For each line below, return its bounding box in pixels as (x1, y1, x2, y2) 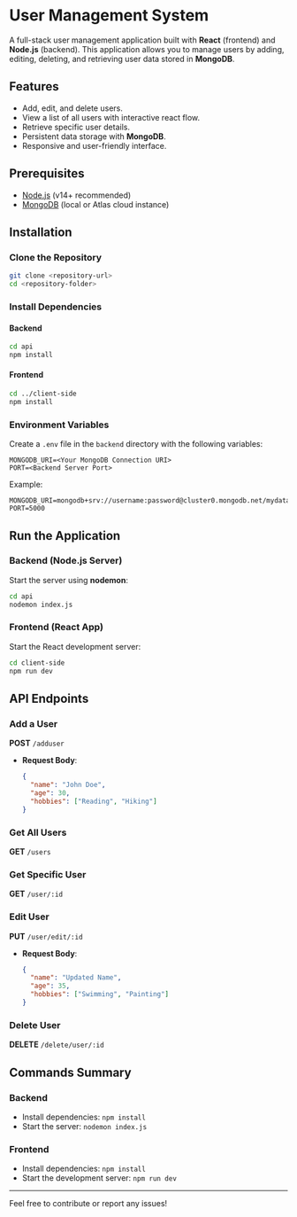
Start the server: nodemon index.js (21, 1120, 148, 1131)
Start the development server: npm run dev (21, 1173, 177, 1183)
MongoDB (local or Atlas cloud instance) (21, 199, 170, 209)
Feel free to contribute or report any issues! (9, 1198, 168, 1209)
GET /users (9, 846, 51, 856)
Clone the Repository (9, 251, 103, 263)
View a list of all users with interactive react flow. (21, 112, 201, 122)
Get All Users (9, 826, 67, 839)
